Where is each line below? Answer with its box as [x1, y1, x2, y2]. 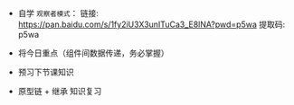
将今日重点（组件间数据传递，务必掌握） [17, 48, 169, 58]
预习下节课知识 [17, 66, 74, 77]
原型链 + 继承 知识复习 [17, 86, 102, 96]
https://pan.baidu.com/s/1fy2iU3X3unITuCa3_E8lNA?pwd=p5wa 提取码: [17, 19, 286, 30]
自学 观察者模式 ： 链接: [17, 8, 100, 18]
